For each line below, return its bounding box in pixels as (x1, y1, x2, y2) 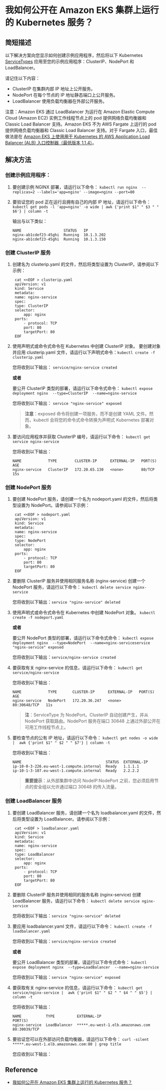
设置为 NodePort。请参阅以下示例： (16, 502, 90, 509)
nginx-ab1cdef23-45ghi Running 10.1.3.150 (12, 237, 106, 242)
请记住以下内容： (5, 75, 40, 81)
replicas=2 (12, 190, 35, 194)
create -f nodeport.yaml (12, 615, 64, 620)
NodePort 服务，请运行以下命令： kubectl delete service (12, 584, 131, 590)
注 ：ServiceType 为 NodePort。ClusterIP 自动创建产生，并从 (24, 712, 149, 718)
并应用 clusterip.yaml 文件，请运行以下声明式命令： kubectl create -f (12, 349, 155, 355)
